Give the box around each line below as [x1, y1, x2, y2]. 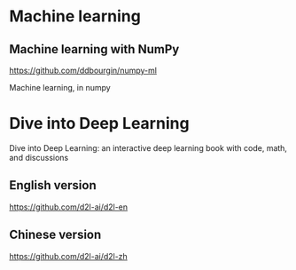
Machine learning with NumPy [9, 42, 180, 57]
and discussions [9, 152, 69, 163]
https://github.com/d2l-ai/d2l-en [9, 202, 129, 212]
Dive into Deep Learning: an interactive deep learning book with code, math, [9, 142, 288, 153]
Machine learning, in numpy [9, 83, 111, 92]
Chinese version [9, 227, 102, 242]
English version [9, 178, 97, 193]
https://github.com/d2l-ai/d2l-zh [9, 250, 129, 261]
